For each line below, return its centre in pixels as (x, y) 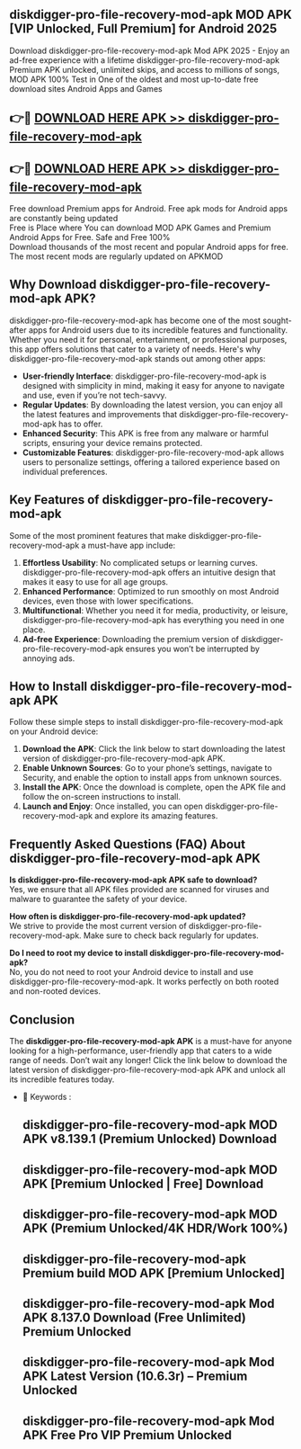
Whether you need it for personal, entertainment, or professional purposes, (148, 339)
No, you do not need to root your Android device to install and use (132, 972)
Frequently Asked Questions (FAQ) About (127, 844)
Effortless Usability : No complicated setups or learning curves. (140, 562)
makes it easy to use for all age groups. (95, 581)
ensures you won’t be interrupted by (193, 648)
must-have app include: (132, 545)
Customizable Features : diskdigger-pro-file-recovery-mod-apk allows (153, 452)
